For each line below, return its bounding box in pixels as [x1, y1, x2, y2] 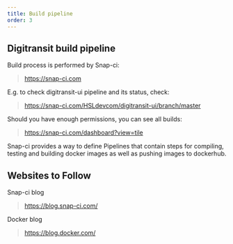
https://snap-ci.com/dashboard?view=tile [24, 128, 144, 137]
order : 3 [7, 17, 33, 24]
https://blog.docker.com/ [24, 229, 96, 237]
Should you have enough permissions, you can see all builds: [7, 115, 182, 123]
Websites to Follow [7, 169, 92, 181]
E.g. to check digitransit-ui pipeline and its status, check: [7, 88, 170, 96]
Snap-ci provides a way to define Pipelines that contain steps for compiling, [7, 142, 224, 151]
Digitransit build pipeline [7, 43, 116, 54]
